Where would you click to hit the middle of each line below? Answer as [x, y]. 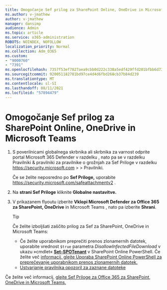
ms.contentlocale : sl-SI [31, 83]
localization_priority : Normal [38, 47]
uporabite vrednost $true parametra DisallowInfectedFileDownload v [90, 246]
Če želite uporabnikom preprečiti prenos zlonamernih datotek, [83, 241]
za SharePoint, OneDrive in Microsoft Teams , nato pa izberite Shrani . [84, 207]
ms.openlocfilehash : [27, 70]
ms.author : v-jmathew [28, 14]
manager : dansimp [23, 24]
